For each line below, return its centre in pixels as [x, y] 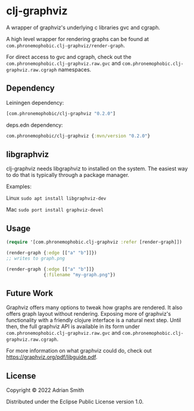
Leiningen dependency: [35, 102]
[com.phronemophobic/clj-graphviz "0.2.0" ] [61, 113]
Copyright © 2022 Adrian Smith [45, 390]
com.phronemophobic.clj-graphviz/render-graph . [66, 45]
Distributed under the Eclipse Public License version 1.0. [75, 402]
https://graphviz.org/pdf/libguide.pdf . [52, 357]
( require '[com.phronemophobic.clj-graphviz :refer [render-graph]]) [94, 242]
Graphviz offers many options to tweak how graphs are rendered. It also [94, 307]
